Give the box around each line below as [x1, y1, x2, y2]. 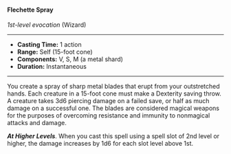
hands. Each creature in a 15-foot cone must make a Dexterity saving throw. [7, 89, 222, 98]
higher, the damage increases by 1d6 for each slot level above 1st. [7, 140, 194, 148]
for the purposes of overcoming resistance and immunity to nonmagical [7, 111, 210, 120]
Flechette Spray [7, 5, 54, 14]
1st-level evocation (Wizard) [7, 21, 87, 29]
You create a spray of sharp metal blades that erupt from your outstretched [7, 82, 220, 91]
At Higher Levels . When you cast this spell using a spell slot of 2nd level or [7, 132, 220, 140]
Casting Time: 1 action [16, 41, 82, 49]
